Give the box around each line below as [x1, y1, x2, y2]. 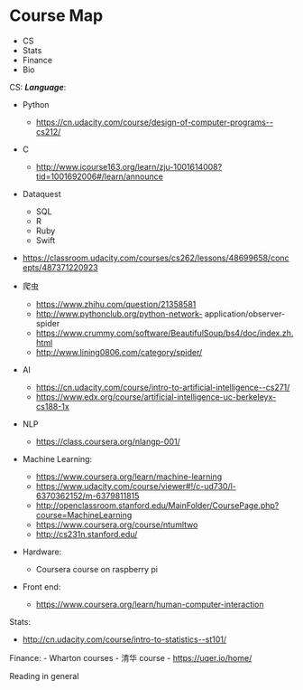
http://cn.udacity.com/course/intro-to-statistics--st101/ [22, 634, 227, 645]
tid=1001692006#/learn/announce [35, 171, 164, 182]
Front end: [22, 581, 61, 592]
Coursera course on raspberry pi [35, 563, 158, 574]
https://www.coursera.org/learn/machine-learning [35, 471, 223, 482]
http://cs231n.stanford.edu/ [35, 528, 138, 539]
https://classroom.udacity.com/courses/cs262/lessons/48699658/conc [22, 252, 290, 263]
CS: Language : [9, 81, 67, 92]
